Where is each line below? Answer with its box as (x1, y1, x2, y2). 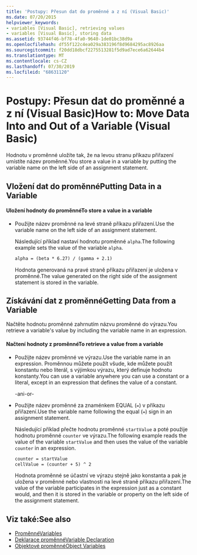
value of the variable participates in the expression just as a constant (14, 485, 182, 492)
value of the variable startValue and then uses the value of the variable (14, 438, 188, 445)
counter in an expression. (14, 444, 76, 452)
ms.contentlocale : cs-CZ (6, 58, 67, 64)
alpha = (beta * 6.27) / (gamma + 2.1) (14, 255, 113, 262)
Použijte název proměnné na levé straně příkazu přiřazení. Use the (14, 220, 175, 227)
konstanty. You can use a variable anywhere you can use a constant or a (14, 373, 189, 380)
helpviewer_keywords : (6, 19, 59, 25)
